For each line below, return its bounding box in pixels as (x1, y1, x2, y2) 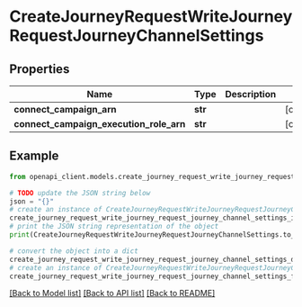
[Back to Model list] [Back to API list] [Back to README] (9, 288, 216, 299)
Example (9, 149, 59, 164)
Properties (9, 61, 70, 77)
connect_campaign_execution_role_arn (13, 118, 186, 130)
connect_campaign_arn (13, 104, 117, 115)
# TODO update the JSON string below (9, 188, 151, 197)
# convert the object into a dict (9, 246, 139, 256)
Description (225, 88, 277, 100)
